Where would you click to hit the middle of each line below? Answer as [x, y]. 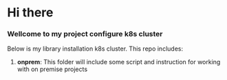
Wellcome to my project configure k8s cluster [85, 34]
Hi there [30, 13]
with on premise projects [52, 69]
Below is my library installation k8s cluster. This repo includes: [95, 49]
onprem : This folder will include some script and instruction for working [119, 62]
